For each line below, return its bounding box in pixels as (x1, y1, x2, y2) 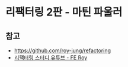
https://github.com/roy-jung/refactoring (14, 47, 111, 54)
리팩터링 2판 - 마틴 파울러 (5, 5, 123, 19)
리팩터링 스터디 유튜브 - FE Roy (14, 54, 88, 61)
